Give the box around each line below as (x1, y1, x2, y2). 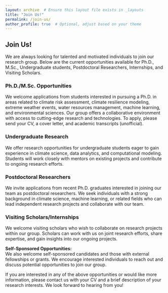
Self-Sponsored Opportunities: (5, 246, 72, 252)
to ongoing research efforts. (5, 161, 64, 167)
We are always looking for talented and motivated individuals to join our (5, 54, 154, 60)
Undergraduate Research (5, 133, 69, 140)
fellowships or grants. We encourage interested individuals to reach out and (5, 256, 163, 263)
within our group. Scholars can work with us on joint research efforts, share (5, 230, 163, 236)
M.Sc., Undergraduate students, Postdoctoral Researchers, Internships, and (5, 64, 163, 71)
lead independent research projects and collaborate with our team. (5, 201, 145, 207)
